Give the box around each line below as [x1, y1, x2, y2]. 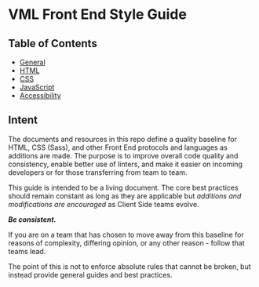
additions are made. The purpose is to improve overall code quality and [8, 151, 239, 160]
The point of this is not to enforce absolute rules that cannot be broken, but [8, 261, 251, 271]
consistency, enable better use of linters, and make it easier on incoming [8, 159, 243, 169]
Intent [8, 114, 38, 127]
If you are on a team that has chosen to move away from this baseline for [8, 230, 245, 239]
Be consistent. [8, 214, 57, 224]
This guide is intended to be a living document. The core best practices [8, 183, 239, 192]
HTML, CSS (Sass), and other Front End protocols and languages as [8, 143, 228, 152]
